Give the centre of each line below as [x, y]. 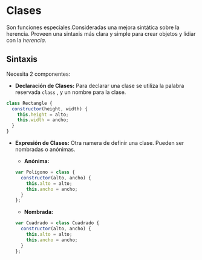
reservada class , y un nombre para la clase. [70, 92]
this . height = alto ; [43, 115]
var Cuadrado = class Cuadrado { [57, 223]
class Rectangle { [29, 103]
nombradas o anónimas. [45, 149]
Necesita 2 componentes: [38, 74]
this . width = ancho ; [43, 120]
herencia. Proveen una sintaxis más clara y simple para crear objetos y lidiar [101, 33]
